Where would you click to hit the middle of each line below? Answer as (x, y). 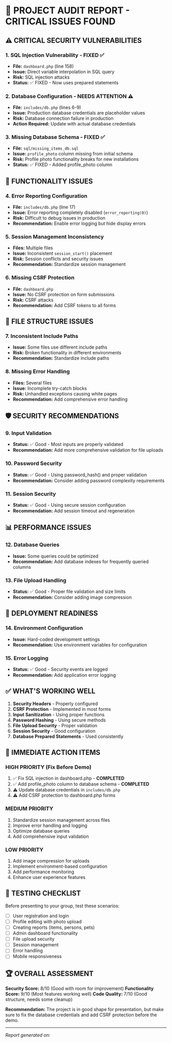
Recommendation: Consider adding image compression (72, 597)
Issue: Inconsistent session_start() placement (62, 254)
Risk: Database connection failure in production (63, 118)
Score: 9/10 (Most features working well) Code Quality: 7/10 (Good (76, 994)
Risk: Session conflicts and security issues (58, 259)
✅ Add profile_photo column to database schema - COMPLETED (81, 784)
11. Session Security (31, 494)
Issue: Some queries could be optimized (56, 556)
